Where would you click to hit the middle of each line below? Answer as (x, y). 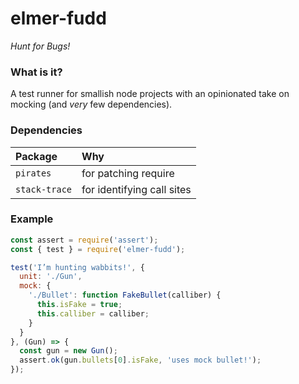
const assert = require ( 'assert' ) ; (84, 240)
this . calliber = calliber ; (93, 313)
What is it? (36, 72)
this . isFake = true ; (79, 305)
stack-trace (44, 189)
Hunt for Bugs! (40, 46)
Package (36, 156)
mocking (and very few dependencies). (91, 104)
